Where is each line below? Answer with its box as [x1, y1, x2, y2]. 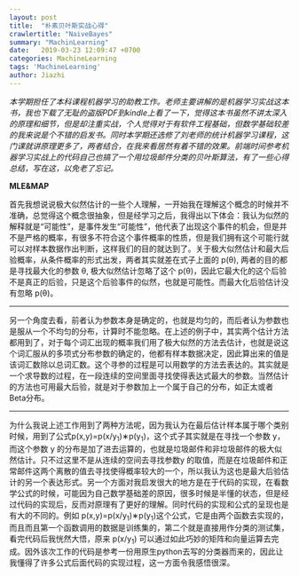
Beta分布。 [9, 392, 50, 403]
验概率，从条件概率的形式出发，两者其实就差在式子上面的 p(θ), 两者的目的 [9, 254, 280, 264]
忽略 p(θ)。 [16, 288, 59, 298]
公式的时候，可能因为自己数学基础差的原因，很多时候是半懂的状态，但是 [16, 487, 281, 498]
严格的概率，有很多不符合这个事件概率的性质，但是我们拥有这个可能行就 [24, 232, 289, 242]
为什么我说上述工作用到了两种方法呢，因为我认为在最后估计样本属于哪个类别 [9, 419, 289, 430]
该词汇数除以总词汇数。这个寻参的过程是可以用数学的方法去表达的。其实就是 [9, 359, 289, 369]
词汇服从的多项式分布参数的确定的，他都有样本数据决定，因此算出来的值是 [16, 348, 289, 359]
